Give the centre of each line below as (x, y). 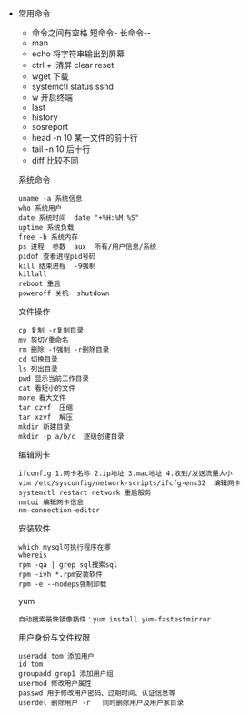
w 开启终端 (52, 97)
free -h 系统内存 (48, 237)
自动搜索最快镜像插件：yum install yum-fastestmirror (115, 620)
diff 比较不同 (55, 160)
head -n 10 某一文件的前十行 (85, 138)
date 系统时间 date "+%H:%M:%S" (79, 218)
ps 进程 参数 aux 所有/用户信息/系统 (87, 247)
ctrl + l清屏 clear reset (73, 65)
